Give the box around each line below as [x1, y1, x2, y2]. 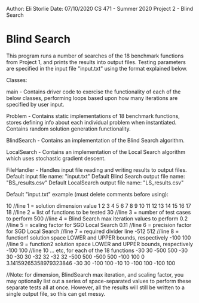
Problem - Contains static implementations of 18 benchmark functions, [6, 112, 180, 119]
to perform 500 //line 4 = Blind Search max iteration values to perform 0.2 [6, 215, 188, 222]
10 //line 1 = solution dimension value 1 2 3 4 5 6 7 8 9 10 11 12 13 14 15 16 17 [6, 202, 191, 209]
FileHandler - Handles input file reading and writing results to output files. [6, 166, 187, 173]
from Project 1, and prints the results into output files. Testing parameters [6, 58, 186, 65]
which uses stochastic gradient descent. [6, 154, 106, 162]
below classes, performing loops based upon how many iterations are [6, 94, 178, 101]
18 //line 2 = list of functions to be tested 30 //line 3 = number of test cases [6, 208, 191, 216]
